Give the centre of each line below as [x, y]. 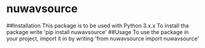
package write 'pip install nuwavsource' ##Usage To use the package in [98, 32]
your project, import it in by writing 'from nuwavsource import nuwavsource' [103, 38]
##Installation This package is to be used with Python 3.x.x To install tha [98, 26]
